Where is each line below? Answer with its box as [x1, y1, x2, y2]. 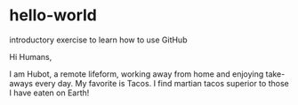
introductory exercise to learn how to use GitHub [9, 34, 188, 45]
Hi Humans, [9, 51, 52, 62]
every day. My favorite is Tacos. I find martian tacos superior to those [35, 78, 289, 88]
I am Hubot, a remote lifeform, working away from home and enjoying [9, 68, 264, 79]
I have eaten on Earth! [9, 87, 90, 98]
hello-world [9, 5, 98, 26]
